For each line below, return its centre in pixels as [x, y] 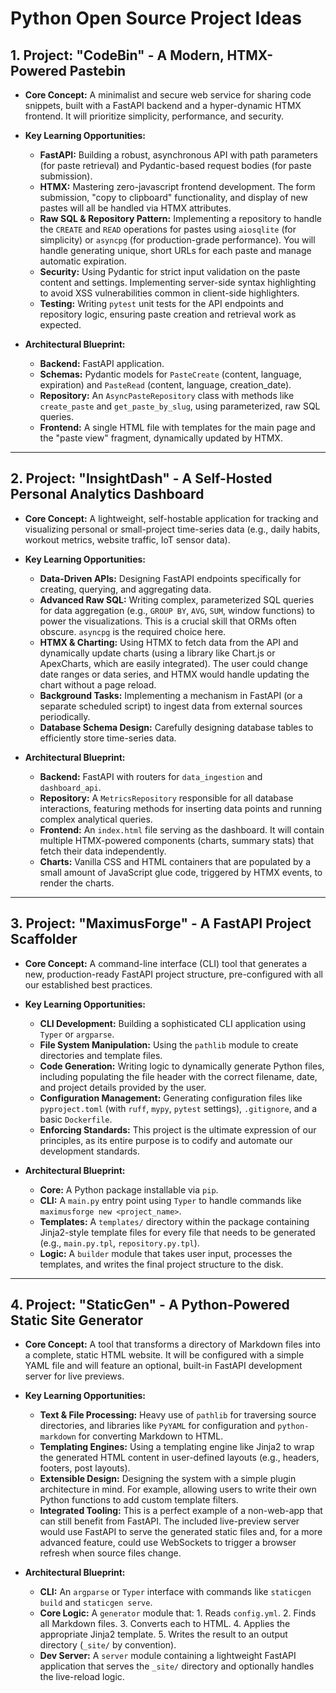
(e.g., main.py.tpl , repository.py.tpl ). [119, 1243]
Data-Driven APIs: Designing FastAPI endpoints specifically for [170, 578]
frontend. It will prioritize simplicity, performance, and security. [154, 116]
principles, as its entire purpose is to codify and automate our [166, 1140]
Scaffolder [44, 939]
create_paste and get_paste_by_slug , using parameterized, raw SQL [180, 406]
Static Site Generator [77, 1320]
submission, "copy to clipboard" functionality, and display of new [173, 197]
